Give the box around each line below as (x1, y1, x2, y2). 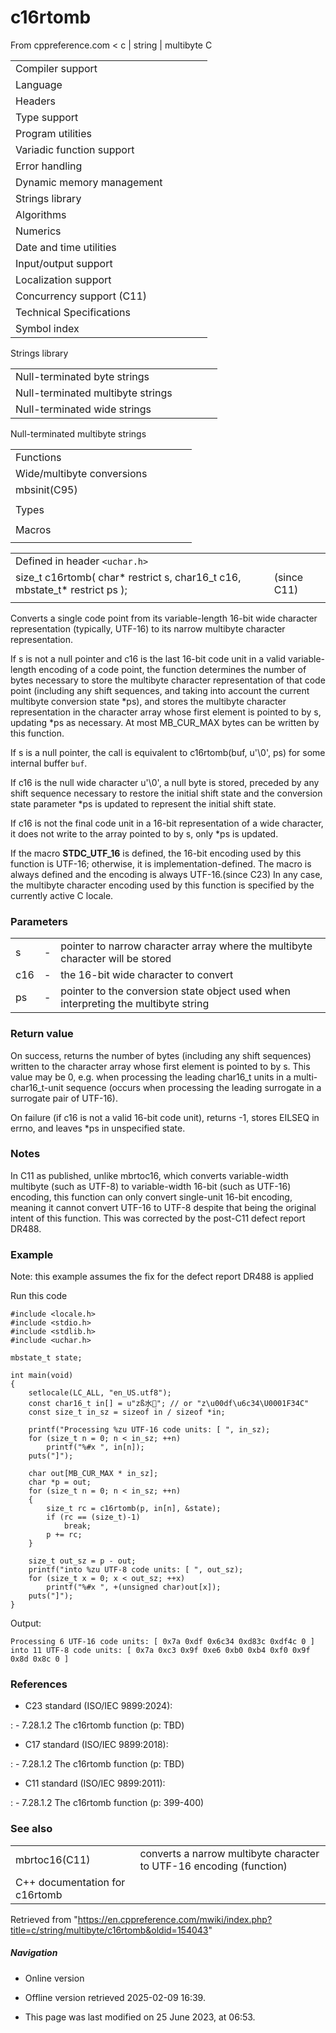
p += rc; (46, 1530, 83, 1540)
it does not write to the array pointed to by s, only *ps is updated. (10, 827, 279, 840)
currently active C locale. (10, 889, 114, 901)
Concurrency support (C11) (15, 289, 148, 303)
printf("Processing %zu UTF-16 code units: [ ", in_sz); (28, 1425, 271, 1435)
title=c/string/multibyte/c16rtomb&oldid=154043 (10, 1924, 209, 1936)
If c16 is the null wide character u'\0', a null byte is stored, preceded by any (10, 776, 320, 788)
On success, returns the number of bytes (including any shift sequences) (10, 1049, 312, 1061)
